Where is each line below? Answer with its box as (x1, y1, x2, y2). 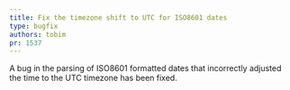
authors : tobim (9, 30, 67, 39)
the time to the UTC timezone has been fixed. (9, 73, 177, 84)
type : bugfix (9, 22, 59, 31)
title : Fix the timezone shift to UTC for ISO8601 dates (9, 13, 228, 22)
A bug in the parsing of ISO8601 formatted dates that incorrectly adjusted (9, 63, 282, 74)
